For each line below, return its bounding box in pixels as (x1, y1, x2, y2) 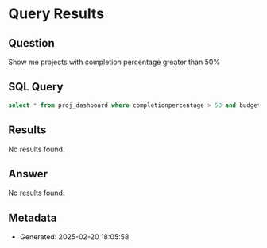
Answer (8, 167, 48, 181)
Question (8, 36, 55, 50)
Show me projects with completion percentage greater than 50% (8, 57, 221, 67)
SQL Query (8, 80, 64, 93)
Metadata (8, 211, 57, 224)
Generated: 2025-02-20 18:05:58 (19, 232, 130, 242)
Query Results (8, 5, 105, 23)
